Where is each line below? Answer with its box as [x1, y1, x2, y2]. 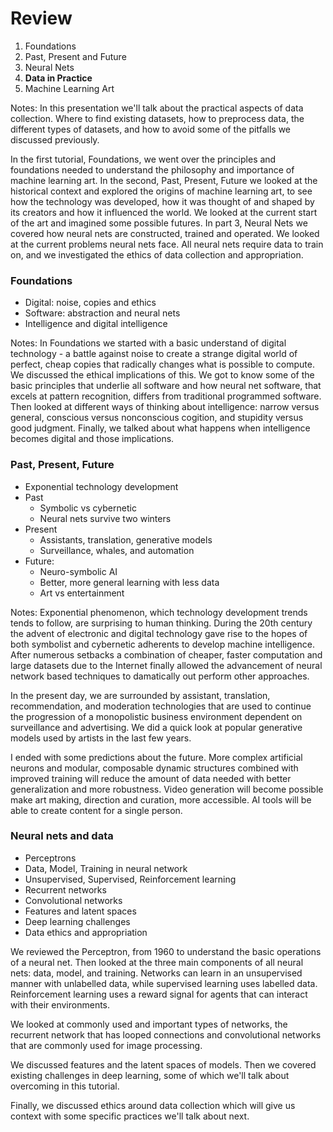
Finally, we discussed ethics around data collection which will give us [10, 1099, 296, 1111]
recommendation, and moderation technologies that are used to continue [10, 700, 312, 712]
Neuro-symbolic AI [39, 565, 118, 577]
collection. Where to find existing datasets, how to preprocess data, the [10, 112, 305, 124]
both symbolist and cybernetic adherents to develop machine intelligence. [10, 638, 316, 650]
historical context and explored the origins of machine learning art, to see [10, 185, 313, 197]
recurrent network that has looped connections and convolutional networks [10, 1028, 322, 1041]
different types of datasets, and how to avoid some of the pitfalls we [10, 123, 292, 135]
